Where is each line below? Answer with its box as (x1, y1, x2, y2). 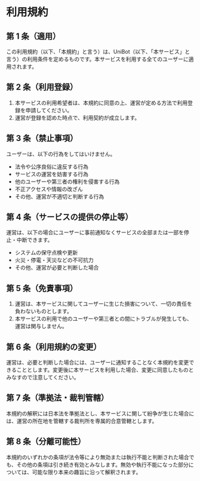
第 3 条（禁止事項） (6, 133, 78, 143)
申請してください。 (25, 106, 73, 114)
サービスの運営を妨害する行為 (14, 170, 88, 177)
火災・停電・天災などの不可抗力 (14, 256, 94, 264)
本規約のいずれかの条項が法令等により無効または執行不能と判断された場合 (6, 454, 189, 461)
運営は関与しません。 (14, 323, 67, 330)
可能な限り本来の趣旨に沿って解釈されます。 (32, 468, 141, 476)
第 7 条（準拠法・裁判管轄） (6, 393, 109, 403)
